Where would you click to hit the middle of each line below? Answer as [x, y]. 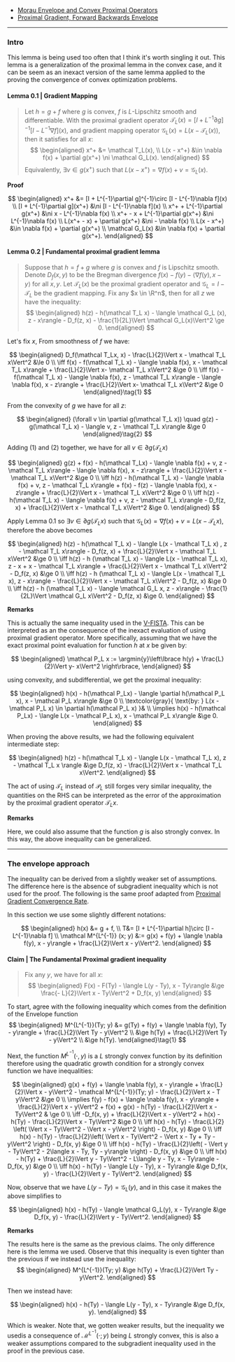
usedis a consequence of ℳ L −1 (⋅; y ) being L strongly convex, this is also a [113, 1334]
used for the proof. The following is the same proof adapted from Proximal [114, 893]
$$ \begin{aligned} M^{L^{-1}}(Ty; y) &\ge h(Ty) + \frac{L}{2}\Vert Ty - [117, 1270]
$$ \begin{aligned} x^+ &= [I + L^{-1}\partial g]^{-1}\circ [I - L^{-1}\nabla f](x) [117, 198]
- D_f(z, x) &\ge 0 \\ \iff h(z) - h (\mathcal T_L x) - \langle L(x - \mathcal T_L [117, 574]
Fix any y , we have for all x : [64, 975]
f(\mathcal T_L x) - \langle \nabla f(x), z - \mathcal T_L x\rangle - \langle [117, 377]
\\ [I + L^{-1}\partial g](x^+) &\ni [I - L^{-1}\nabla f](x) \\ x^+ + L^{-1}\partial [117, 206]
